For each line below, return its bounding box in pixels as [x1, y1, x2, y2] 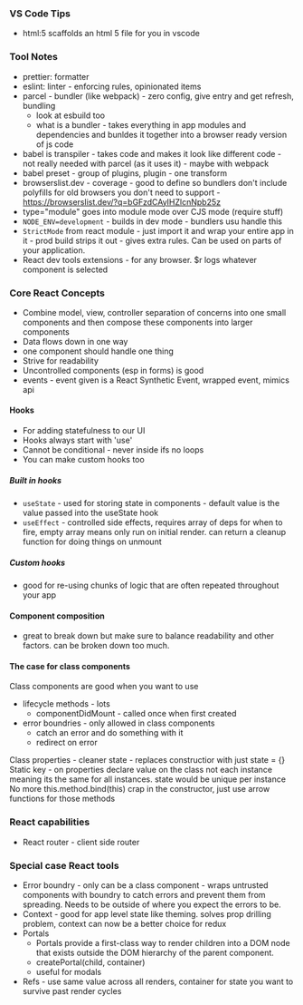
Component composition [9, 610, 106, 621]
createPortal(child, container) [35, 957, 146, 968]
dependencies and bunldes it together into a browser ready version [35, 129, 288, 140]
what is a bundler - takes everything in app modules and [35, 119, 247, 130]
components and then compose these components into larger [22, 317, 253, 327]
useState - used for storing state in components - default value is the [22, 498, 280, 509]
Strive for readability [22, 355, 99, 366]
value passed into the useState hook [22, 507, 159, 519]
